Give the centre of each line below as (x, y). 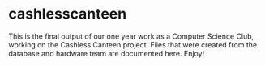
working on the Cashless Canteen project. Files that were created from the (133, 44)
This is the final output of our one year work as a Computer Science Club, (131, 36)
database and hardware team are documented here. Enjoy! (107, 53)
